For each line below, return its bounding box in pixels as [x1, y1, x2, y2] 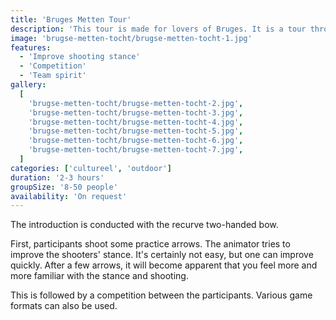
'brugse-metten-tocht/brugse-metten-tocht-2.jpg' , [28, 98, 244, 108]
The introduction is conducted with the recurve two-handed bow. [10, 219, 279, 231]
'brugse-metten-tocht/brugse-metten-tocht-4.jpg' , [28, 117, 244, 127]
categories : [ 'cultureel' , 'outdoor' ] [10, 163, 172, 173]
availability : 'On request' [10, 191, 128, 201]
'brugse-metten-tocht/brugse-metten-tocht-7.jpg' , [28, 145, 244, 155]
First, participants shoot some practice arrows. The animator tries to [10, 238, 291, 250]
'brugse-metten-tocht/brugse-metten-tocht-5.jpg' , [28, 126, 244, 136]
